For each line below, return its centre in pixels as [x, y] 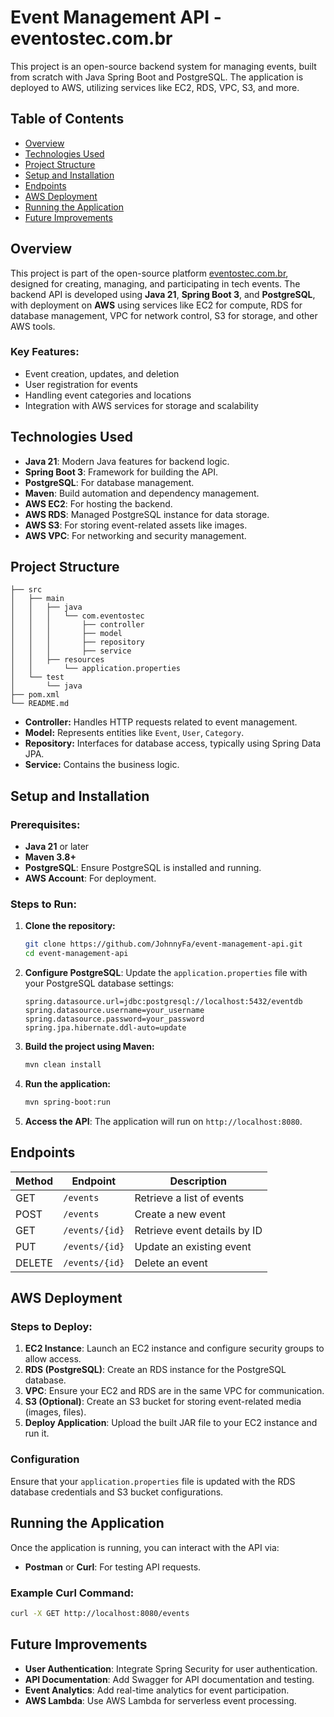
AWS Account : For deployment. [90, 878]
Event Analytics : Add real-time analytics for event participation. [157, 1690]
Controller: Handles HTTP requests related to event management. [161, 722]
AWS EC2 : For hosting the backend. [98, 503]
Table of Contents [67, 119]
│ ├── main [37, 599]
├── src [26, 590]
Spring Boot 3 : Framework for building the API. [121, 472]
